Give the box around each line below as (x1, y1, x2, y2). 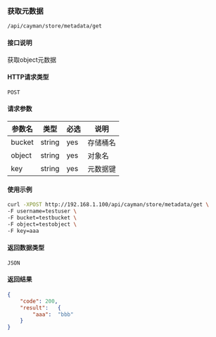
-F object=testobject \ (7, 220, 77, 228)
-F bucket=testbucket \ (7, 214, 77, 221)
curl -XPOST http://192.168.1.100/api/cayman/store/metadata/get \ (7, 201, 210, 208)
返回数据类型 (7, 243, 44, 252)
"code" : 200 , (20, 298, 58, 305)
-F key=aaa (7, 227, 39, 234)
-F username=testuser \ (7, 208, 77, 215)
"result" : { (20, 304, 61, 311)
